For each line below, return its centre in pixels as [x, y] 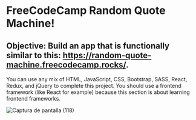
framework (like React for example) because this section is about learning [98, 92]
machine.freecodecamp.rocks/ [66, 65]
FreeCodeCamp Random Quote [86, 11]
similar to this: [34, 55]
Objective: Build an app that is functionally [88, 46]
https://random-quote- [107, 55]
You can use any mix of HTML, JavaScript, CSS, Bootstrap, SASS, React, [97, 79]
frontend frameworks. [33, 98]
